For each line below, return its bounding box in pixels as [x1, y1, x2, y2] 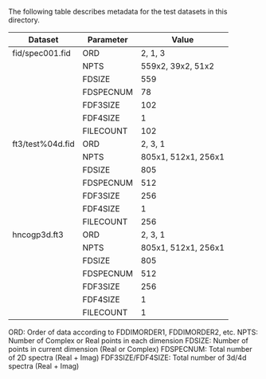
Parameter [87, 34, 129, 45]
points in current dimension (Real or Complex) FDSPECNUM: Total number [8, 345, 252, 353]
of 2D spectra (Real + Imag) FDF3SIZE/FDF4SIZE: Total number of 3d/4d [8, 353, 247, 362]
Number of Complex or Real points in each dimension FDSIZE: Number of [8, 336, 249, 345]
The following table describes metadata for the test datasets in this [8, 7, 228, 16]
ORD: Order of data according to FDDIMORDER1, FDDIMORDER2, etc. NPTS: [8, 327, 259, 337]
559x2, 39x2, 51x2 [140, 61, 215, 71]
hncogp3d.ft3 [12, 229, 64, 240]
